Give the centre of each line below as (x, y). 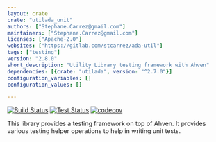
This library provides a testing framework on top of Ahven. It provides (107, 124)
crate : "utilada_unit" (40, 20)
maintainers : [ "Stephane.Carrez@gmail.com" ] (73, 33)
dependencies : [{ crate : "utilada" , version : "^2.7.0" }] (90, 71)
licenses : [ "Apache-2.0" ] (44, 39)
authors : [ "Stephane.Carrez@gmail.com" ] (67, 26)
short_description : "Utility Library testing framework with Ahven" (108, 65)
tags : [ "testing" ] (34, 53)
